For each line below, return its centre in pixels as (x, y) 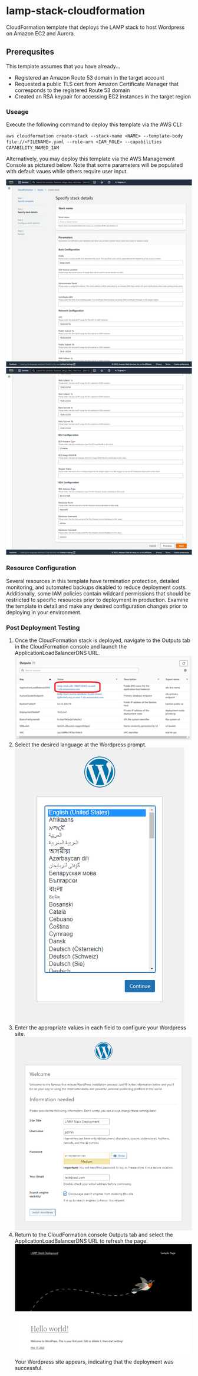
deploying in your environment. (44, 612)
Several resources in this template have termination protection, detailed (93, 581)
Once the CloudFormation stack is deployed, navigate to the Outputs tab (102, 640)
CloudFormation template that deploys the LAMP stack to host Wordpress (95, 27)
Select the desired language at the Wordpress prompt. (80, 745)
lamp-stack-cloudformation (76, 11)
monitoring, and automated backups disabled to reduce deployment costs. (97, 587)
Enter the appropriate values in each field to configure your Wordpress (100, 1028)
